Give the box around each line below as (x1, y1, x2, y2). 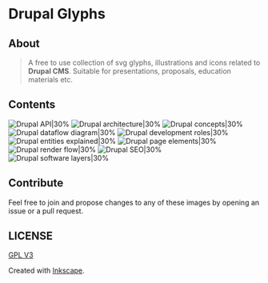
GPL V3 (8, 250, 34, 260)
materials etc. (27, 75, 74, 84)
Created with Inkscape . (8, 265, 86, 276)
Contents (8, 98, 56, 112)
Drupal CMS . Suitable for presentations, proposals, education (27, 66, 232, 76)
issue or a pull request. (8, 205, 84, 216)
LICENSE (8, 229, 54, 243)
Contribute (8, 177, 64, 190)
